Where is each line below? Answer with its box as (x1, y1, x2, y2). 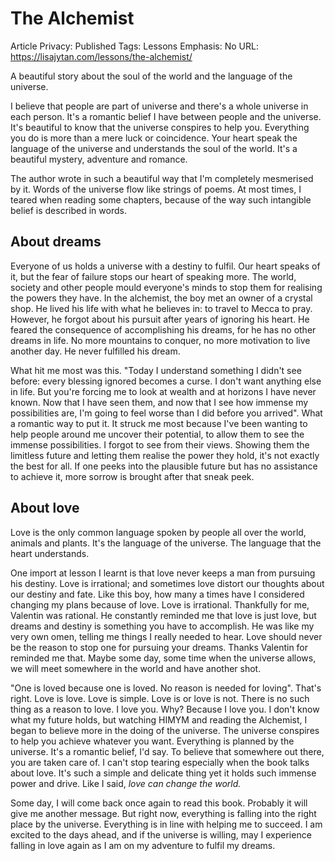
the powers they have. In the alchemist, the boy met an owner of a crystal (10, 292, 313, 304)
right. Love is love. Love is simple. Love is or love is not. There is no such (10, 692, 310, 704)
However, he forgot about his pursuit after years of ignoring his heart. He (10, 313, 310, 325)
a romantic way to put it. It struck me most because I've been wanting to (10, 417, 308, 429)
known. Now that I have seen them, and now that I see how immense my (10, 396, 309, 408)
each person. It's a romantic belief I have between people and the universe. (10, 110, 322, 122)
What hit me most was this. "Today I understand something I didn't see (10, 364, 302, 376)
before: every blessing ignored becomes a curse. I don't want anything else (10, 375, 322, 387)
